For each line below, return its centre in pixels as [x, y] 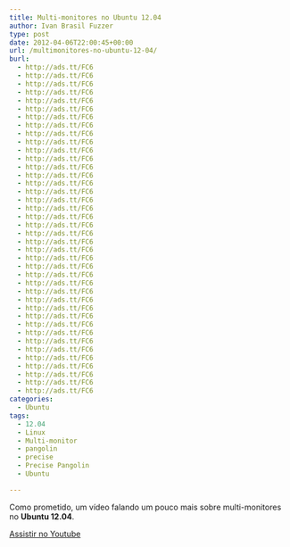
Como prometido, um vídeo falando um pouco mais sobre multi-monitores [145, 507]
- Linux [32, 432]
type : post [29, 34]
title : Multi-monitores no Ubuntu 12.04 [86, 17]
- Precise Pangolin [54, 466]
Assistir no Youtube [45, 534]
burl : [19, 59]
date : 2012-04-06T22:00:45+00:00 [71, 42]
